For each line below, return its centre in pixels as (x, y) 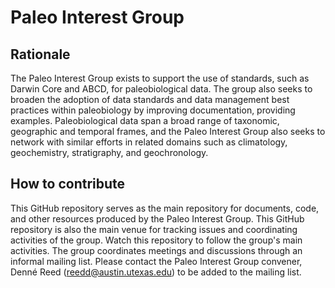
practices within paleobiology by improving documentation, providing (153, 110)
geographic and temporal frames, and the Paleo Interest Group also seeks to (168, 131)
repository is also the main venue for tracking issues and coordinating (154, 229)
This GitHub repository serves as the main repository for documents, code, (165, 208)
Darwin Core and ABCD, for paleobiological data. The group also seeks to (161, 89)
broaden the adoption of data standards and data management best (150, 99)
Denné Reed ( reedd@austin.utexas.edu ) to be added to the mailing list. (156, 272)
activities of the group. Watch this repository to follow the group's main (156, 240)
